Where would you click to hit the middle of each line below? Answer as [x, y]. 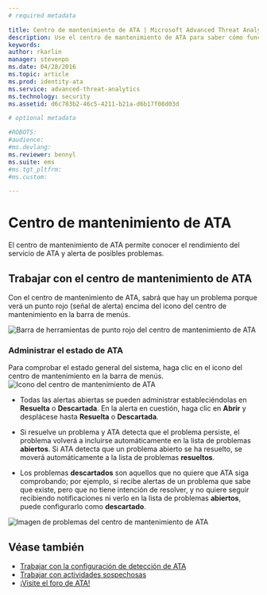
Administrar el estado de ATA [66, 350]
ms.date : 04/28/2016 [43, 67]
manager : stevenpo [39, 60]
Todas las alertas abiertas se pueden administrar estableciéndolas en [133, 400]
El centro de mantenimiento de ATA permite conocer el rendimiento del [124, 245]
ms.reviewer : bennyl [43, 155]
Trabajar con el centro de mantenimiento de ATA [130, 278]
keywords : [25, 44]
